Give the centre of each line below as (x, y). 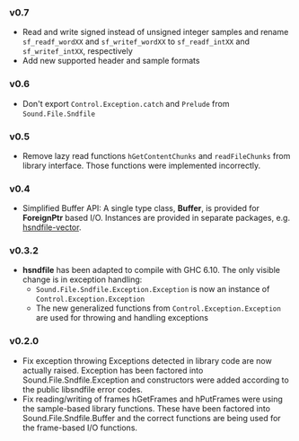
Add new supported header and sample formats (111, 61)
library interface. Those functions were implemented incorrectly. (141, 165)
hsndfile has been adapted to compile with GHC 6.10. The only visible (151, 270)
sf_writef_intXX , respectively (77, 51)
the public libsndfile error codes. (83, 389)
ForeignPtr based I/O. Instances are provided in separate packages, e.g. (156, 218)
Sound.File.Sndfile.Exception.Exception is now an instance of (153, 289)
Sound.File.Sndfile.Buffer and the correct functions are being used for (151, 418)
